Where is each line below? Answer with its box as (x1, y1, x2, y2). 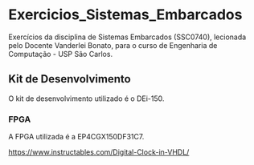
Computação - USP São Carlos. (8, 49, 113, 58)
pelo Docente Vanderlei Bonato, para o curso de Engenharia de (8, 40, 218, 50)
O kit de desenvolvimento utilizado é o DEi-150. (8, 94, 165, 103)
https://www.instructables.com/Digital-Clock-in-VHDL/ (8, 147, 190, 157)
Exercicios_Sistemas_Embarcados (8, 6, 243, 24)
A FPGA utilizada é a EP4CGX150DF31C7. (8, 132, 145, 142)
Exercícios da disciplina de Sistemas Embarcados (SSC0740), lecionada (8, 32, 247, 42)
